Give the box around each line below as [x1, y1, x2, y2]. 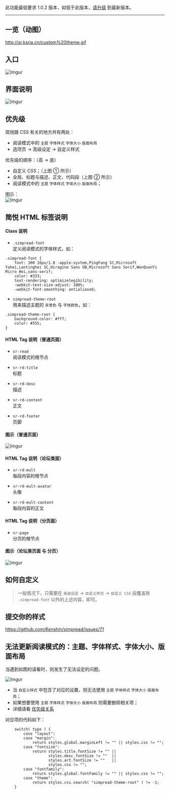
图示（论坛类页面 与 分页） [5, 548, 61, 554]
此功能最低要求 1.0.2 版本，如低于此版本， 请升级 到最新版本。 [5, 5, 134, 10]
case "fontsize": [23, 745, 60, 750]
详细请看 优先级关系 [12, 706, 54, 712]
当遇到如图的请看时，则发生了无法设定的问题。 [5, 666, 103, 672]
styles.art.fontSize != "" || [48, 758, 116, 763]
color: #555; [14, 321, 42, 326]
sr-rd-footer [12, 414, 40, 419]
